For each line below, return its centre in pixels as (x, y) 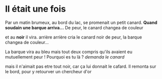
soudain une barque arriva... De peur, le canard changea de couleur (74, 27)
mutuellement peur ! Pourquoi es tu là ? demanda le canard (65, 57)
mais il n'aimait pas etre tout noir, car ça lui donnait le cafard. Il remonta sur (81, 66)
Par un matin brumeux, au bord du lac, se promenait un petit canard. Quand (81, 22)
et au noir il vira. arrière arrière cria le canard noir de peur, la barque (74, 37)
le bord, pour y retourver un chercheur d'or (48, 71)
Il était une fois (36, 9)
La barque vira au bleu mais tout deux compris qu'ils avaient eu (69, 52)
